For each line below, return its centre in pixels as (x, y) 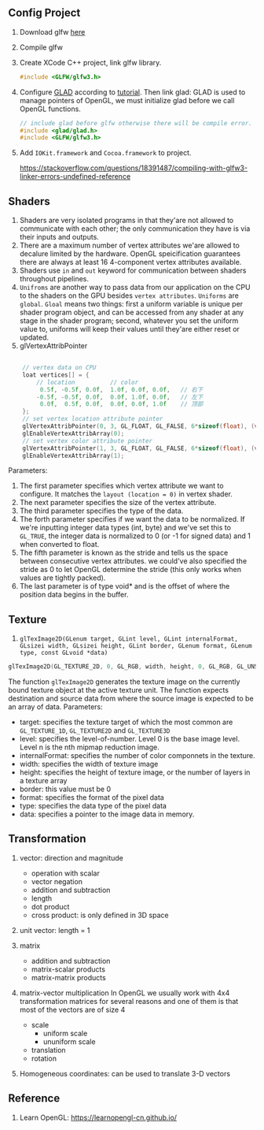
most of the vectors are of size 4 (72, 1009)
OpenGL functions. (50, 109)
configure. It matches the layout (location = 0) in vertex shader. (126, 494)
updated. (34, 337)
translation (48, 1050)
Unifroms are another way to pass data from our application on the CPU (135, 288)
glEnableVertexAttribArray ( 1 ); (73, 455)
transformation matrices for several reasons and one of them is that (129, 1001)
